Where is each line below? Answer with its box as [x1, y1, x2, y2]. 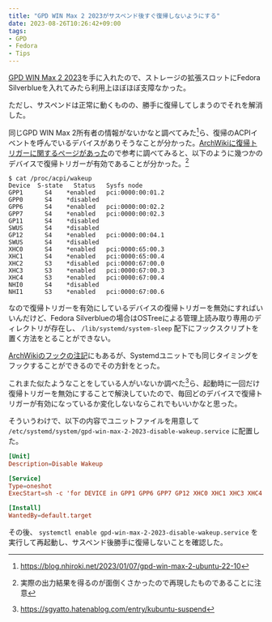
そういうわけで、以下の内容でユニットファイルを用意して [8, 415, 200, 425]
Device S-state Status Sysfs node [8, 181, 143, 190]
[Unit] [8, 452, 31, 460]
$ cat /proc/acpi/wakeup [8, 175, 92, 183]
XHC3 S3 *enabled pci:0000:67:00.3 [8, 266, 164, 275]
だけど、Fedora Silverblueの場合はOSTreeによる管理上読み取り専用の [22, 313, 255, 323]
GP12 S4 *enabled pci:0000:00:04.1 [8, 232, 164, 240]
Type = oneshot [8, 482, 53, 490]
